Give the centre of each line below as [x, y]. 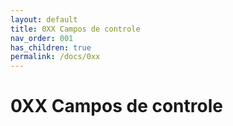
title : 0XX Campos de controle [75, 29]
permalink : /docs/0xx [55, 57]
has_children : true [51, 47]
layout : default [44, 19]
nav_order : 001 [42, 38]
